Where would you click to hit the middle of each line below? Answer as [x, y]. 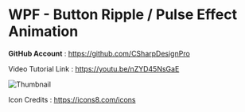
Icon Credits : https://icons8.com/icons [72, 99]
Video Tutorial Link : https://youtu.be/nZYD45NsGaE [94, 68]
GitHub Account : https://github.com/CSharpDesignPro [99, 53]
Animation [43, 31]
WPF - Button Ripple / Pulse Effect [122, 15]
